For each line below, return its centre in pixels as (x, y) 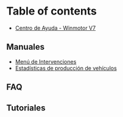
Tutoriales (26, 108)
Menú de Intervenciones (46, 61)
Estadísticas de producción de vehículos (66, 68)
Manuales (26, 47)
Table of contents (52, 11)
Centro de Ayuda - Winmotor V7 (55, 28)
